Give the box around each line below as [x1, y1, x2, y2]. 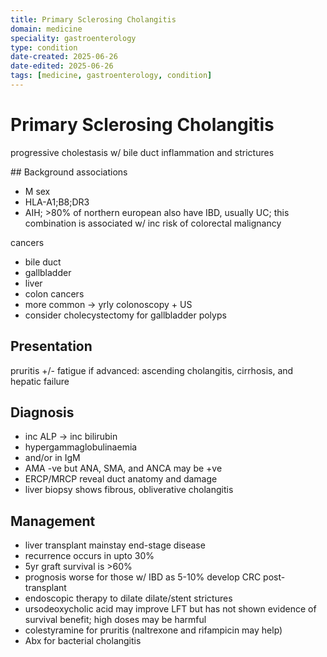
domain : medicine [10, 24, 83, 34]
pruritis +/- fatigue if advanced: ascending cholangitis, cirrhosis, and [10, 364, 294, 376]
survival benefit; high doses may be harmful [24, 614, 207, 626]
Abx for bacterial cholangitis [24, 635, 142, 647]
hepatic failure [10, 375, 70, 387]
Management [10, 512, 96, 530]
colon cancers [24, 287, 85, 300]
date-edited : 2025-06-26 [10, 61, 114, 71]
